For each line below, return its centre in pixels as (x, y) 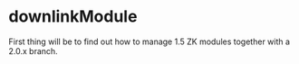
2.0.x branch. (33, 50)
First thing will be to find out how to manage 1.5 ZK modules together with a (149, 41)
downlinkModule (73, 17)
